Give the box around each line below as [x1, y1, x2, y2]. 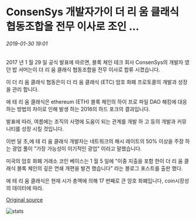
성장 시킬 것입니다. [21, 125, 64, 132]
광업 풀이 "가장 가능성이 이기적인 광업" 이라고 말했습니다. [12, 145, 142, 152]
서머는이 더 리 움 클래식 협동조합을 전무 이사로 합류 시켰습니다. [18, 66, 160, 73]
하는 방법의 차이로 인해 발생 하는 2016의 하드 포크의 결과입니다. [6, 106, 150, 113]
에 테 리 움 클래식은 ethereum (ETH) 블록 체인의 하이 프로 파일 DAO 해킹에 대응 [6, 98, 187, 105]
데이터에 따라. [12, 185, 44, 192]
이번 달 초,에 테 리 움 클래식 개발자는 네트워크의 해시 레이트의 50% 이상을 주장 [6, 138, 184, 145]
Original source [6, 197, 43, 204]
